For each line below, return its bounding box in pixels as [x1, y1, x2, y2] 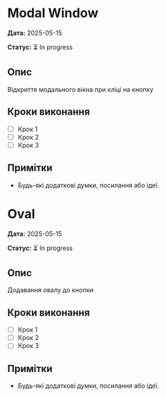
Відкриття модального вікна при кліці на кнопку [7, 85, 154, 93]
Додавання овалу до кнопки [7, 286, 94, 294]
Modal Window [7, 5, 98, 21]
